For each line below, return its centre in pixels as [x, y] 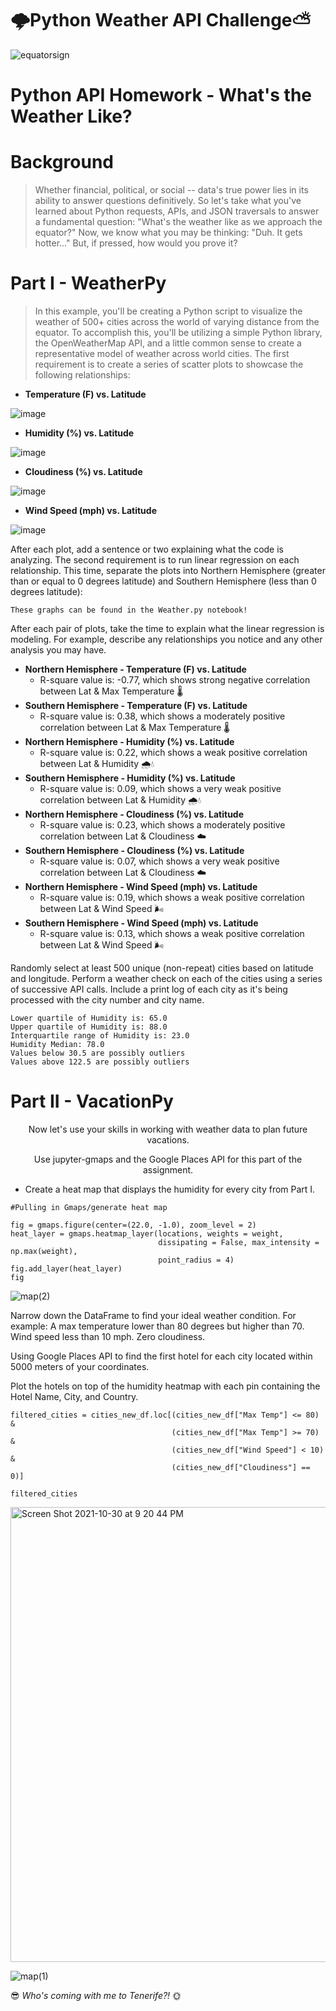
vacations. [168, 1139]
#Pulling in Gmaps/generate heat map [89, 1207]
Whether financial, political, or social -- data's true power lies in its [171, 190]
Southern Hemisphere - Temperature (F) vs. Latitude [136, 705]
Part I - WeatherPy [88, 283]
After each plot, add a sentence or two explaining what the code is [147, 549]
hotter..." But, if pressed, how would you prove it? [136, 243]
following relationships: [82, 375]
